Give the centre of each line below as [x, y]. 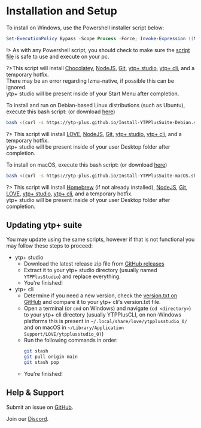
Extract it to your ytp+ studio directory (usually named [90, 270]
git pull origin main [51, 357]
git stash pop [41, 363]
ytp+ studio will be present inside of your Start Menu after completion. [93, 94]
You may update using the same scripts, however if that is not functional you [100, 239]
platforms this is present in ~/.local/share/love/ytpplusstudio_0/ [105, 321]
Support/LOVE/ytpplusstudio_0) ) [64, 334]
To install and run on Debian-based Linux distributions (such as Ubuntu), [96, 105]
